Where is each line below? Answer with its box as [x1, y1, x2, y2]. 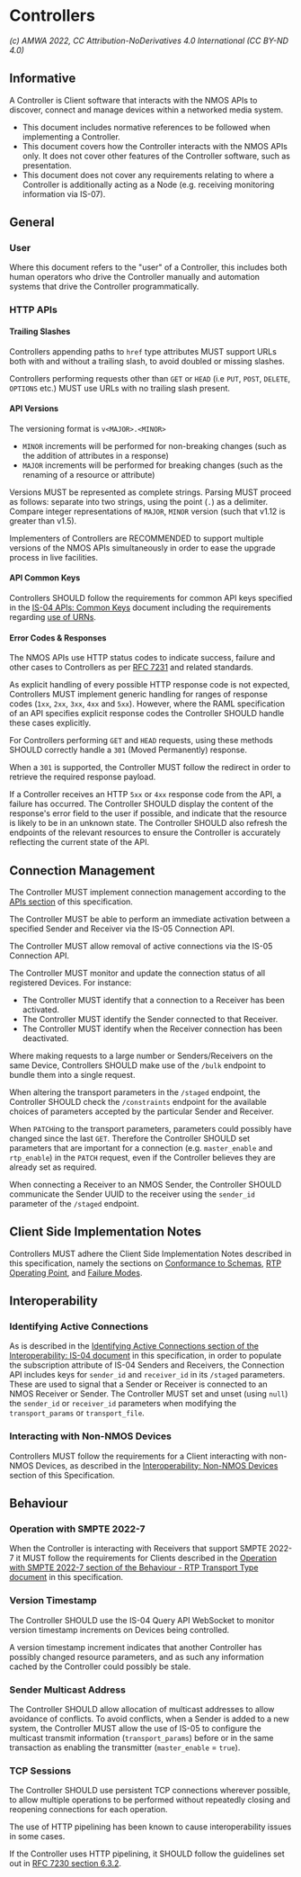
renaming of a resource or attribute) [22, 469, 155, 480]
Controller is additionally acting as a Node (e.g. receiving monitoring [22, 179, 275, 190]
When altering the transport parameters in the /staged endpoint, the [9, 1086, 261, 1098]
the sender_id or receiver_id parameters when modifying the [9, 1398, 236, 1409]
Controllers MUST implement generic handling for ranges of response [9, 689, 268, 700]
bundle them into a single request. [9, 1069, 136, 1080]
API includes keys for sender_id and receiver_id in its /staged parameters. [9, 1370, 286, 1380]
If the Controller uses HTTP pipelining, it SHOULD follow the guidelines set [9, 1848, 285, 1859]
